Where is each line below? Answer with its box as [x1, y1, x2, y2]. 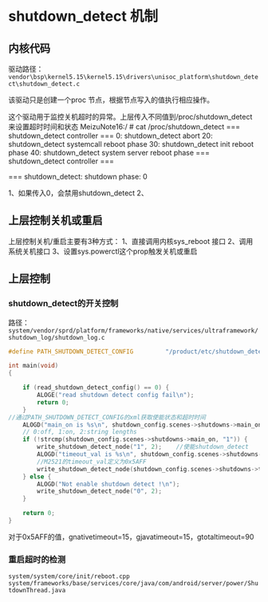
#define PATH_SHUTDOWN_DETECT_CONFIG [8, 348, 134, 356]
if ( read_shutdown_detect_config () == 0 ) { [22, 384, 170, 391]
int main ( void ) [8, 362, 59, 370]
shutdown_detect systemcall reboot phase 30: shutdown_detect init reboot [8, 140, 254, 148]
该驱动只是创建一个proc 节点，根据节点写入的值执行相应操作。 [8, 95, 214, 104]
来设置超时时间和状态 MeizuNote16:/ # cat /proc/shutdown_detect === [8, 122, 241, 132]
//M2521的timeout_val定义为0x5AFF [37, 458, 147, 466]
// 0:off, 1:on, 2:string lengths [22, 428, 137, 436]
